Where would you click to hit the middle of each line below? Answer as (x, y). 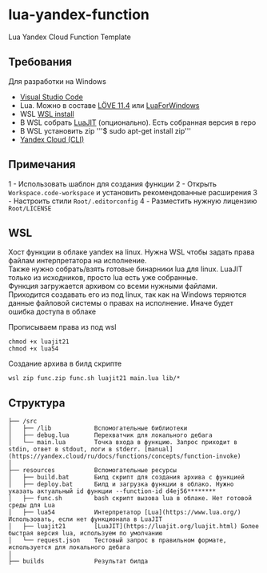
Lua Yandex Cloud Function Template (70, 37)
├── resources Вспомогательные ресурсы (93, 471)
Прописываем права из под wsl (62, 327)
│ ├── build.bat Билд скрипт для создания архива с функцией (127, 478)
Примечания (42, 164)
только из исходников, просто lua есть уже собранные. (103, 278)
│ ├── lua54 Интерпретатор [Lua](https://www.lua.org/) (125, 513)
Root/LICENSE (30, 208)
